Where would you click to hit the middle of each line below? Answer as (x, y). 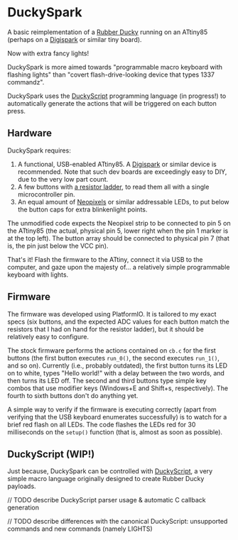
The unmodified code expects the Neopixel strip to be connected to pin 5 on (119, 223)
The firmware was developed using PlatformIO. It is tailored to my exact (112, 314)
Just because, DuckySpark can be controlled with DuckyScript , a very (110, 471)
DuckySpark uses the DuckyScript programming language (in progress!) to (117, 96)
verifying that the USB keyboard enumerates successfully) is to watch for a (117, 417)
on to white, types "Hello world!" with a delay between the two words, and (116, 373)
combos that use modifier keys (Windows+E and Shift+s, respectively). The (118, 388)
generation (23, 507)
